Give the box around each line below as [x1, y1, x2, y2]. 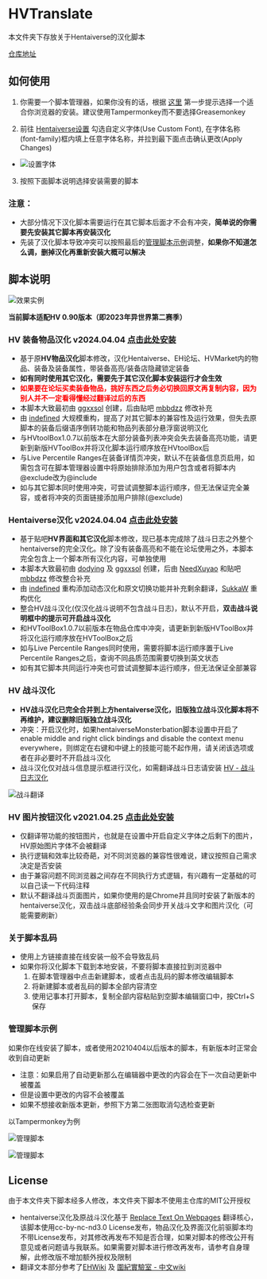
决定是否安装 [19, 861, 62, 870]
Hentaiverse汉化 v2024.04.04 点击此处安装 [8, 514, 178, 525]
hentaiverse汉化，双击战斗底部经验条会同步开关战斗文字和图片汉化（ [19, 901, 246, 910]
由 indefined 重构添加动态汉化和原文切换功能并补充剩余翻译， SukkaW [19, 583, 249, 593]
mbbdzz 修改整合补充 [19, 574, 91, 583]
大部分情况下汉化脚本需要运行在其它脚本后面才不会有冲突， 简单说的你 [19, 218, 250, 227]
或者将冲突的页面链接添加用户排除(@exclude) [33, 493, 184, 502]
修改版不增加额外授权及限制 [41, 1253, 132, 1262]
